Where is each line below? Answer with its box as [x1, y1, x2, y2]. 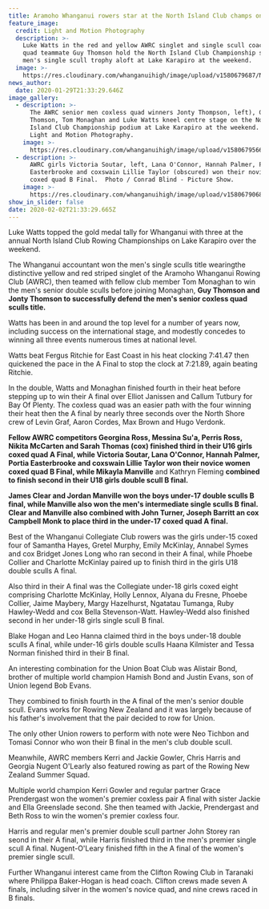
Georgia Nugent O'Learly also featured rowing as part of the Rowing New [8, 762, 250, 771]
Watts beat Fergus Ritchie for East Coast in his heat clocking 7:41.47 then [8, 350, 250, 361]
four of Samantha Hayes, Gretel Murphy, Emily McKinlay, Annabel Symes [8, 540, 249, 550]
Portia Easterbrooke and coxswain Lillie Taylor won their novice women [8, 459, 251, 468]
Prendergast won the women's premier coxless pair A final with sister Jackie [8, 794, 261, 804]
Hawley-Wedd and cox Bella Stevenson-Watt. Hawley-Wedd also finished [8, 607, 250, 617]
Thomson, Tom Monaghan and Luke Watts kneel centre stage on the [29, 116, 252, 124]
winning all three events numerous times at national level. [8, 335, 198, 345]
